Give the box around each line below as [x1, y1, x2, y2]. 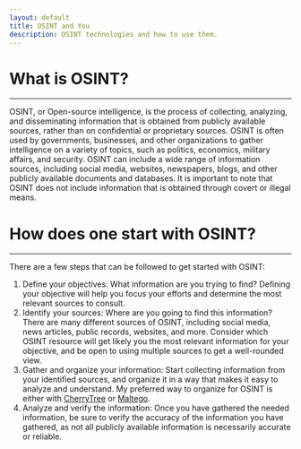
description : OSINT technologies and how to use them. [9, 30, 219, 39]
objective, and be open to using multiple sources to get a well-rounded [21, 346, 284, 357]
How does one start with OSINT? [9, 223, 257, 244]
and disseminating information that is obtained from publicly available [9, 116, 266, 126]
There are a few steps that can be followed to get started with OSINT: [9, 262, 266, 272]
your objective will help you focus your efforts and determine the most [21, 289, 282, 299]
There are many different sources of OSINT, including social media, [21, 317, 271, 328]
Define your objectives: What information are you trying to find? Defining [21, 279, 291, 289]
